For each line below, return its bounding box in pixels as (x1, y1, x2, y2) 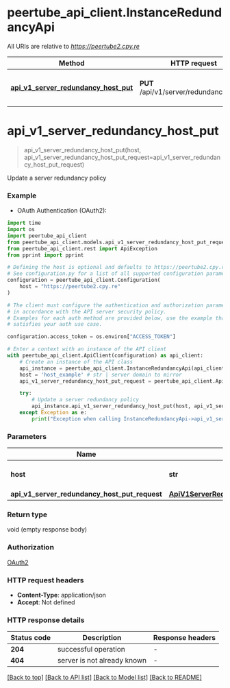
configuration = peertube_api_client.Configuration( (7, 276, 161, 284)
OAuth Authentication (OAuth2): (16, 206, 107, 215)
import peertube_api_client (7, 232, 88, 239)
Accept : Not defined (16, 598, 75, 606)
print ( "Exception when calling (31, 415, 121, 423)
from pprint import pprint (7, 252, 84, 259)
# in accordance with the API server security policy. (7, 308, 167, 315)
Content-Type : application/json (16, 591, 106, 599)
